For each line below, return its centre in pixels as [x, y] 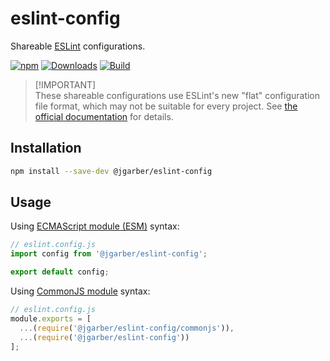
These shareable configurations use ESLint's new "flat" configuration [177, 95]
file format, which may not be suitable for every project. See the [166, 106]
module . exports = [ [51, 318]
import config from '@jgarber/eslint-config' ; [109, 254]
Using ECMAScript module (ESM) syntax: [95, 226]
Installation [46, 148]
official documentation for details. [104, 116]
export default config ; [60, 272]
